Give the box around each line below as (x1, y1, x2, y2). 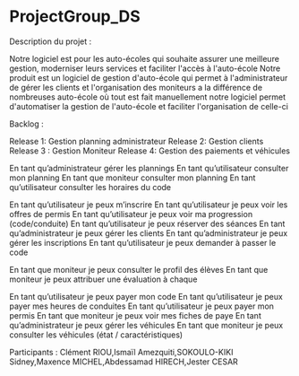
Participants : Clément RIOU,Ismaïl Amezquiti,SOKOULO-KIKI (9, 346, 234, 357)
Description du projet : (9, 36, 92, 47)
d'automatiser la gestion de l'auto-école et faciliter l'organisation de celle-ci (9, 101, 289, 111)
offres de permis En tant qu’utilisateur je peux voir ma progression (9, 208, 253, 219)
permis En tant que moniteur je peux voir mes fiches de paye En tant (9, 310, 261, 320)
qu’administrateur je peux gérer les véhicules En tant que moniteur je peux (9, 319, 284, 330)
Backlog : (9, 118, 45, 129)
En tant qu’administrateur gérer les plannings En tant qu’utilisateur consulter (9, 162, 289, 173)
